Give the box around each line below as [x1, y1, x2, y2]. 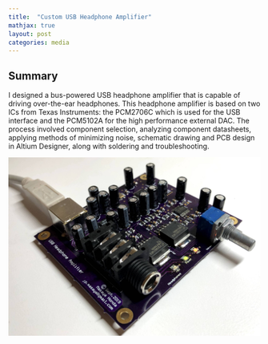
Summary [8, 69, 58, 83]
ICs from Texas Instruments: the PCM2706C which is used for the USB [8, 107, 241, 117]
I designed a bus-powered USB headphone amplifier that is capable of [8, 91, 241, 100]
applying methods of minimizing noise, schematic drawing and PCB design [8, 133, 255, 143]
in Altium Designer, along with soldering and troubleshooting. [8, 141, 210, 152]
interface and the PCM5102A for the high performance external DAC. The [8, 116, 250, 126]
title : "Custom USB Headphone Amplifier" [8, 13, 152, 21]
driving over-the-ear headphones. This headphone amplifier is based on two [8, 99, 261, 108]
